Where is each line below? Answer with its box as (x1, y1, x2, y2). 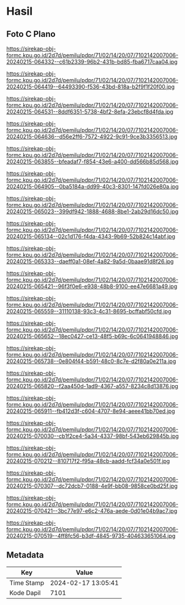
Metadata (6, 550, 44, 560)
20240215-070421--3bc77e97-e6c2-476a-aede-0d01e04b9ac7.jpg (6, 507, 178, 514)
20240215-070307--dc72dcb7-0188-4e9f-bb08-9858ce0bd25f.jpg (6, 482, 178, 490)
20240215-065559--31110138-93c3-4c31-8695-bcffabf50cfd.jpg (6, 308, 172, 314)
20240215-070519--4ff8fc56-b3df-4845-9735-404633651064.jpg (6, 533, 176, 539)
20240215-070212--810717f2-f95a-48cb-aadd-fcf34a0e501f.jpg (6, 458, 170, 464)
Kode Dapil (9, 588, 41, 597)
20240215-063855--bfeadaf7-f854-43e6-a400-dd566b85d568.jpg (6, 158, 179, 165)
